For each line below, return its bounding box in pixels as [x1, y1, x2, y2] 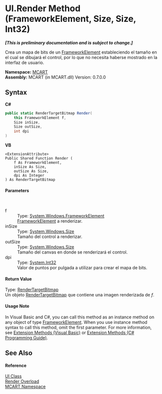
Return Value [5, 276, 32, 282]
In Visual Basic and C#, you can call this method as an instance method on [5, 314, 155, 320]
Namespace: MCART [5, 69, 48, 75]
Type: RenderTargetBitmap [5, 287, 59, 293]
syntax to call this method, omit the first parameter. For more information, [5, 324, 152, 330]
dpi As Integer [14, 173, 45, 178]
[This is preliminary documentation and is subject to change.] [5, 39, 133, 45]
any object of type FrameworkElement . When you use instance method [5, 319, 147, 325]
